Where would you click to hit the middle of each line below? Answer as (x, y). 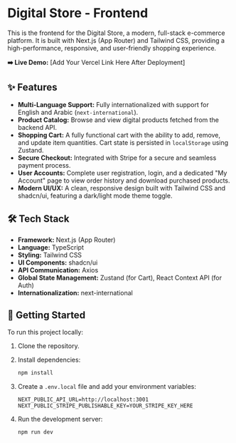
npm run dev (35, 432)
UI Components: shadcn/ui (58, 263)
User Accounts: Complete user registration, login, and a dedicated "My (122, 173)
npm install (35, 373)
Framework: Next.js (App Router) (66, 240)
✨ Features (32, 87)
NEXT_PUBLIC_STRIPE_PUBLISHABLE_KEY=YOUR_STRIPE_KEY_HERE (105, 406)
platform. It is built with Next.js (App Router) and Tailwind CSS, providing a (116, 40)
